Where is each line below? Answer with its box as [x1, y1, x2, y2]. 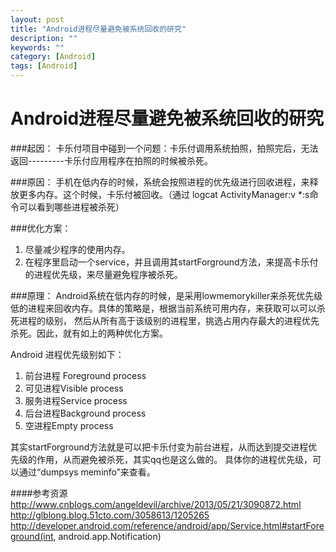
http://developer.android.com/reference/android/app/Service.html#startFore [10, 519, 325, 531]
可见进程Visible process [24, 382, 124, 394]
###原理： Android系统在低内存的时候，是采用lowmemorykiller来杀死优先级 [10, 289, 323, 301]
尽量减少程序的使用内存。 [24, 243, 131, 255]
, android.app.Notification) [53, 530, 162, 542]
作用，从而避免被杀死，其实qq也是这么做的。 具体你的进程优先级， [36, 453, 313, 465]
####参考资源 [10, 487, 68, 499]
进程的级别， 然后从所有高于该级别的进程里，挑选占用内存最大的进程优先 [18, 314, 320, 326]
